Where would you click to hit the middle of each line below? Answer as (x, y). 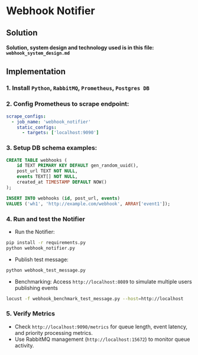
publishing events (36, 288)
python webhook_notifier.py (41, 248)
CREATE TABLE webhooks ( (37, 160)
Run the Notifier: (35, 232)
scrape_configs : (26, 116)
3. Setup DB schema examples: (52, 148)
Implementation (36, 71)
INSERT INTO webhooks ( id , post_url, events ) (63, 198)
